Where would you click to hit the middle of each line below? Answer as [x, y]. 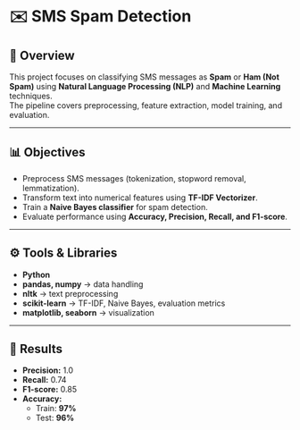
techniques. [31, 96]
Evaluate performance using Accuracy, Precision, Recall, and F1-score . [155, 216]
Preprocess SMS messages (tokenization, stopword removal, [134, 178]
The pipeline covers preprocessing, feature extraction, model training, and [146, 105]
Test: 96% [55, 418]
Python [36, 274]
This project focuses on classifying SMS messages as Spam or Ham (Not [144, 77]
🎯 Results [36, 349]
